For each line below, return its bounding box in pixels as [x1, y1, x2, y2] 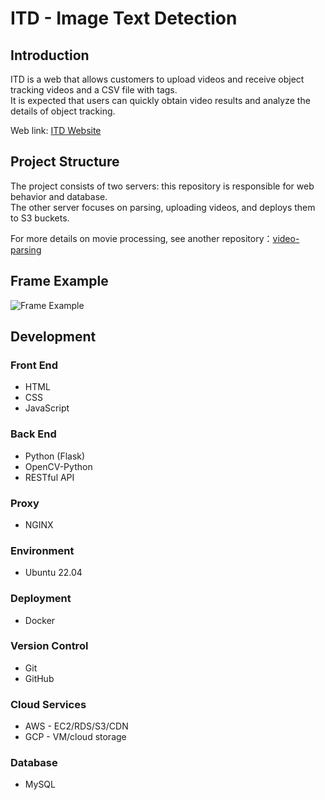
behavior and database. [10, 190, 108, 202]
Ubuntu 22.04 [24, 567, 83, 579]
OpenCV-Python [24, 460, 93, 472]
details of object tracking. [10, 105, 116, 117]
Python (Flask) [24, 450, 86, 462]
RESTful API [24, 471, 75, 483]
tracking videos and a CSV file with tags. [10, 84, 178, 96]
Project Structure [10, 153, 120, 171]
